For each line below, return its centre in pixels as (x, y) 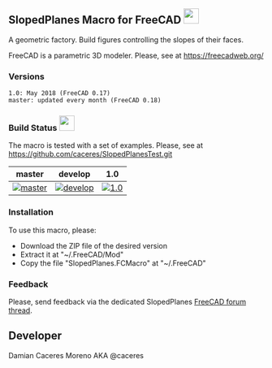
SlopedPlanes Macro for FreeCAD (95, 20)
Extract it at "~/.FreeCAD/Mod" (72, 254)
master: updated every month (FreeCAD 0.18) (85, 101)
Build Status (33, 128)
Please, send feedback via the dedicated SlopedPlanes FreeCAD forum (127, 302)
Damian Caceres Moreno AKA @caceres (76, 355)
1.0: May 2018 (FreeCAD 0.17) (60, 93)
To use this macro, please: (52, 230)
